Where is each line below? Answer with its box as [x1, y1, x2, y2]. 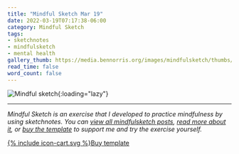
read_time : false [7, 63, 59, 70]
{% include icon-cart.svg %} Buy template [7, 138, 130, 147]
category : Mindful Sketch [7, 23, 84, 31]
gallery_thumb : [7, 57, 53, 64]
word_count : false [7, 70, 62, 77]
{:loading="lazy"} [58, 89, 109, 98]
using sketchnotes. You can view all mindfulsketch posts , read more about [7, 117, 226, 126]
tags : [7, 30, 23, 38]
